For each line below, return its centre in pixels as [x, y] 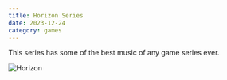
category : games [35, 30]
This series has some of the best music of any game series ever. [114, 53]
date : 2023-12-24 [37, 23]
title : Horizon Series [46, 15]
